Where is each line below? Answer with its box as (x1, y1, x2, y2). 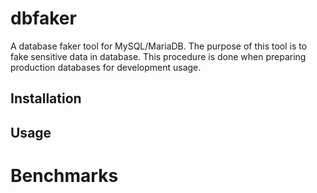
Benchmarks (10, 164, 119, 187)
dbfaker (10, 7, 77, 30)
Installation (10, 90, 82, 107)
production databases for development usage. (10, 61, 202, 73)
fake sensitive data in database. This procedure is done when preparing (10, 50, 307, 62)
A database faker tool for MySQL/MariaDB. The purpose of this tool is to (10, 40, 308, 52)
